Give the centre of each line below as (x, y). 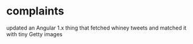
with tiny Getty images (34, 34)
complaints (35, 11)
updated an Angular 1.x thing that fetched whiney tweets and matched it (96, 28)
